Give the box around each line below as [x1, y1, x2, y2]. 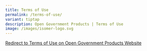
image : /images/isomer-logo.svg [5, 26, 73, 31]
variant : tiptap [5, 17, 40, 22]
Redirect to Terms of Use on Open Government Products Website [5, 40, 142, 46]
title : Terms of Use [5, 7, 49, 13]
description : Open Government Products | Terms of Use [5, 21, 124, 27]
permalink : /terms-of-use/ [5, 12, 62, 17]
